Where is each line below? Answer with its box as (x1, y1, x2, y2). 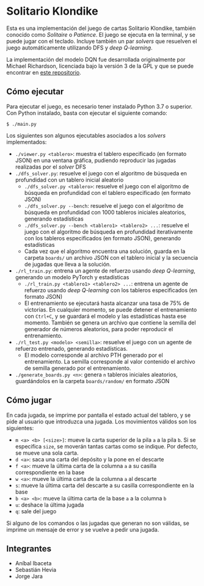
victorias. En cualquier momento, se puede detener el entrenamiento (24, 306, 197, 313)
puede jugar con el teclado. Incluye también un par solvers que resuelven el (6, 37, 197, 45)
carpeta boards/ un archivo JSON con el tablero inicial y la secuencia (24, 254, 199, 261)
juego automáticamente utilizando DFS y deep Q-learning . (6, 44, 153, 51)
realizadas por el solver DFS (15, 163, 87, 170)
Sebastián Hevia (15, 566, 57, 574)
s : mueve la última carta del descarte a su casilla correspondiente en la (15, 482, 194, 489)
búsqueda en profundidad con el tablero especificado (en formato (24, 189, 191, 196)
